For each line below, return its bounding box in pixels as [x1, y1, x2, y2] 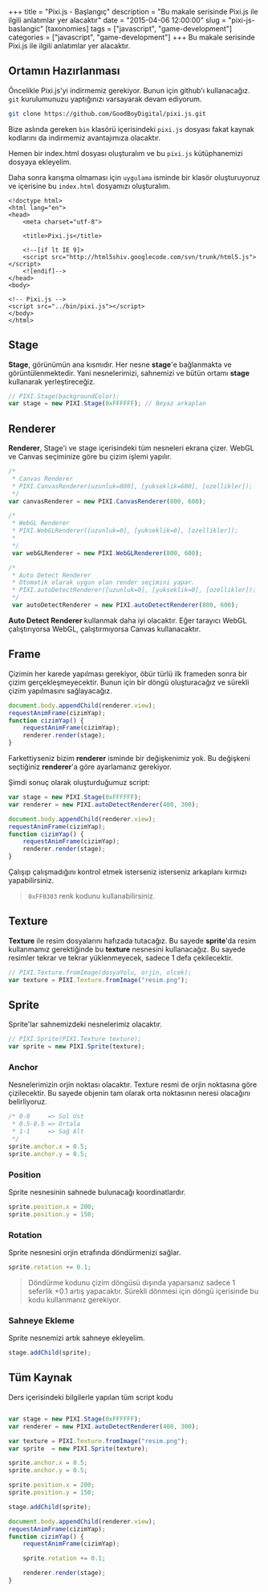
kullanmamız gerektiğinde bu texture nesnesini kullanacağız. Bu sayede [8, 944, 246, 954]
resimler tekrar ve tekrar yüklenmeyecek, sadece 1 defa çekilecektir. [8, 952, 233, 962]
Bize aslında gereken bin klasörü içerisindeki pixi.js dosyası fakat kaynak [8, 124, 255, 134]
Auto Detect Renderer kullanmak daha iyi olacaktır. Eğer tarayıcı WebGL [8, 615, 247, 625]
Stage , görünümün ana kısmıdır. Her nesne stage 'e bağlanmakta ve [8, 360, 232, 369]
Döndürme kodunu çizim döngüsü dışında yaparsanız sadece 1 [27, 1277, 236, 1287]
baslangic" [8, 24, 44, 33]
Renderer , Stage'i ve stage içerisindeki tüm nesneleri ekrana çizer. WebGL [8, 443, 254, 453]
